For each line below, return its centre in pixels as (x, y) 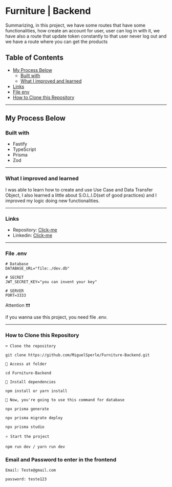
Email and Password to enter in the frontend (61, 459)
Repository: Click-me (35, 230)
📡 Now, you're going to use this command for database (65, 400)
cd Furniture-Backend (28, 373)
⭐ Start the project (27, 436)
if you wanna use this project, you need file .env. (56, 317)
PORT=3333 (16, 296)
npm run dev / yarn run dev (35, 446)
